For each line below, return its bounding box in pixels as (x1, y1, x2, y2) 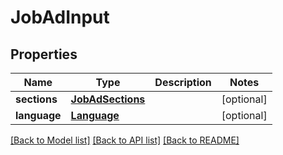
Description (154, 76, 212, 89)
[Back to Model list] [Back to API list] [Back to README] (10, 134, 240, 146)
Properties (10, 46, 78, 63)
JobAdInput (10, 6, 110, 29)
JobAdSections (70, 92, 146, 106)
